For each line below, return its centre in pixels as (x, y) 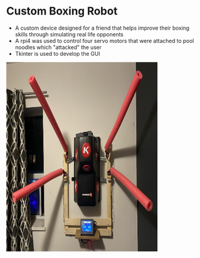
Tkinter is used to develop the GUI (57, 53)
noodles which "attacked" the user (58, 47)
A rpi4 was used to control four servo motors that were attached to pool (105, 41)
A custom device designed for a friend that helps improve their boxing (102, 28)
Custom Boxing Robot (62, 11)
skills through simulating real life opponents (69, 34)
